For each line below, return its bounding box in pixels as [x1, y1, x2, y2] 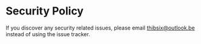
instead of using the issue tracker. [5, 30, 90, 37]
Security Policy [5, 4, 84, 18]
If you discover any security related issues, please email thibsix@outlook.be [5, 24, 195, 31]
